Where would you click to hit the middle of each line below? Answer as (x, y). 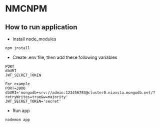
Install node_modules (34, 39)
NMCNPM (26, 9)
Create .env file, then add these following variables (65, 57)
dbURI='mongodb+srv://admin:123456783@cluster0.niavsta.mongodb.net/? (80, 93)
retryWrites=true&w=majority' (37, 97)
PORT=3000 (15, 88)
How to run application (41, 27)
